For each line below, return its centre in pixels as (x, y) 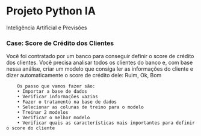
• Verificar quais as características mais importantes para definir (106, 123)
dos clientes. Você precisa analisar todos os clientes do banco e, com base (100, 63)
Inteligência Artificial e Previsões (47, 28)
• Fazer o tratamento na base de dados (67, 102)
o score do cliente (31, 128)
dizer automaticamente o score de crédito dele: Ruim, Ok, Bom (84, 75)
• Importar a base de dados (52, 92)
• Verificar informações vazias (57, 97)
